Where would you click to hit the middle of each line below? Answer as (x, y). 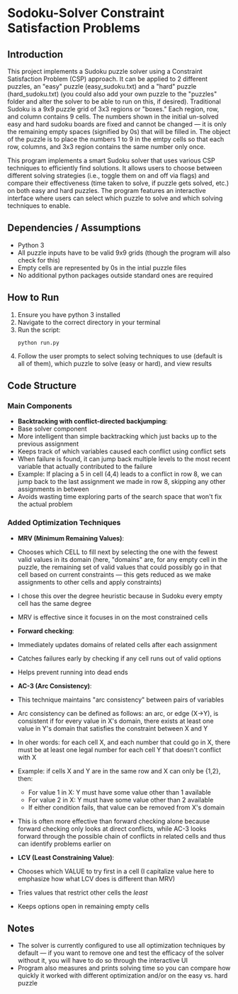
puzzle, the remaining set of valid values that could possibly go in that (119, 567)
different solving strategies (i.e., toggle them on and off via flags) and (109, 176)
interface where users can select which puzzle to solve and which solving (115, 198)
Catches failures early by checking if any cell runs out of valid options (119, 658)
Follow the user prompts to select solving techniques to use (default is (120, 355)
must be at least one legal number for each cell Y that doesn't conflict (119, 749)
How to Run (33, 298)
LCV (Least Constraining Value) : (66, 857)
